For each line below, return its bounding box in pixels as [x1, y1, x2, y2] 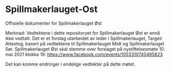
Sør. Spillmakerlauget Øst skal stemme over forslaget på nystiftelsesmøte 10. [5, 46, 165, 52]
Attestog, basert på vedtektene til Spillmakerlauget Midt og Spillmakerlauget [5, 40, 164, 46]
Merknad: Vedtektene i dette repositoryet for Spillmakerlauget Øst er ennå [5, 30, 160, 36]
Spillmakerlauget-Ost [5, 4, 98, 15]
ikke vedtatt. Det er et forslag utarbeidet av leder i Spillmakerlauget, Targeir [5, 35, 163, 41]
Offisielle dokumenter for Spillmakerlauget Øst [5, 20, 102, 26]
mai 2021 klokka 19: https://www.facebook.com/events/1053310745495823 [5, 51, 163, 57]
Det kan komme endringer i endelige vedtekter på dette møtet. [5, 61, 135, 67]
